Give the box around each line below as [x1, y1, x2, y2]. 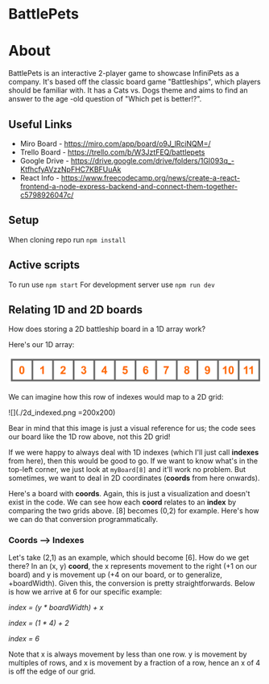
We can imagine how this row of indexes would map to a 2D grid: [8, 392, 224, 401]
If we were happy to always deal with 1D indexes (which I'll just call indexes [8, 447, 259, 457]
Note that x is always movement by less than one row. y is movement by [8, 649, 247, 659]
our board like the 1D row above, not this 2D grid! [8, 432, 171, 441]
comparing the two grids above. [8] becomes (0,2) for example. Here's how [8, 505, 259, 516]
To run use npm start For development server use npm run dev [8, 280, 215, 289]
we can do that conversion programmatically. [8, 514, 159, 524]
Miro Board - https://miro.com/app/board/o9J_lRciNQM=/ [19, 139, 211, 148]
